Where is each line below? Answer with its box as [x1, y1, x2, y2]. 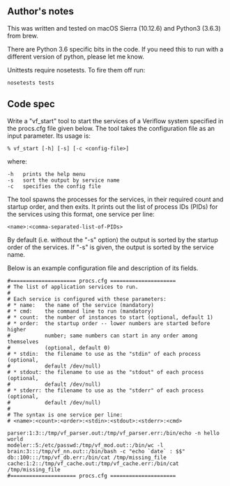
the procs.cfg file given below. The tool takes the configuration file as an [7, 124, 215, 132]
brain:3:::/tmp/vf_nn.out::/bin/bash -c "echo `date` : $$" [7, 448, 186, 455]
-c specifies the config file [7, 182, 101, 190]
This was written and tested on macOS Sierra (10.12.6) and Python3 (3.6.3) [7, 24, 221, 32]
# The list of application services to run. [7, 283, 139, 290]
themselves [7, 338, 39, 345]
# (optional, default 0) [7, 344, 111, 351]
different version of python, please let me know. [7, 52, 144, 61]
